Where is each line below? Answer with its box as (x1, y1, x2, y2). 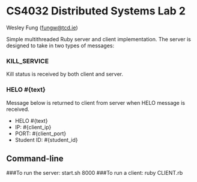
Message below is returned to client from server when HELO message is (6, 99, 185, 106)
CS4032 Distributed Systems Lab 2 (6, 4, 186, 18)
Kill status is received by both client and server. (6, 71, 124, 78)
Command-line (6, 153, 64, 163)
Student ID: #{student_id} (14, 136, 78, 143)
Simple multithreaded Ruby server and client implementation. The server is (6, 35, 191, 43)
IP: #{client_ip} (14, 123, 52, 131)
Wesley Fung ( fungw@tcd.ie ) (6, 24, 78, 31)
